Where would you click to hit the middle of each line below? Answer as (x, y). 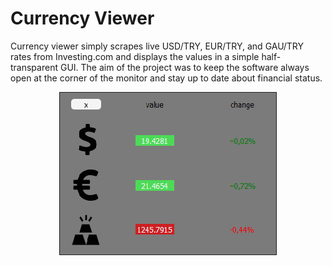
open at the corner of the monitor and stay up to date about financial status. (166, 78)
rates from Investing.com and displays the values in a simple (135, 56)
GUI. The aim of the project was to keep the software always (184, 67)
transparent (34, 67)
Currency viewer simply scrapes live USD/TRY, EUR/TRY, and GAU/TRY (157, 46)
